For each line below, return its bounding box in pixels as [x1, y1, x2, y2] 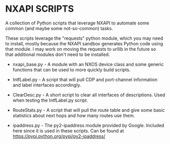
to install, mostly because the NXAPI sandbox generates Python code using [5, 40, 163, 46]
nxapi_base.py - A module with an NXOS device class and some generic [12, 61, 164, 67]
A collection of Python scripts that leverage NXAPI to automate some [5, 20, 150, 26]
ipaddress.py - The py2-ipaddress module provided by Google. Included [12, 122, 164, 128]
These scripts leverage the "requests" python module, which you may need [5, 35, 163, 41]
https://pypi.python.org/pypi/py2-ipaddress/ [12, 133, 106, 139]
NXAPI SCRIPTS [5, 3, 74, 15]
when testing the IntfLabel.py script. [12, 97, 88, 103]
